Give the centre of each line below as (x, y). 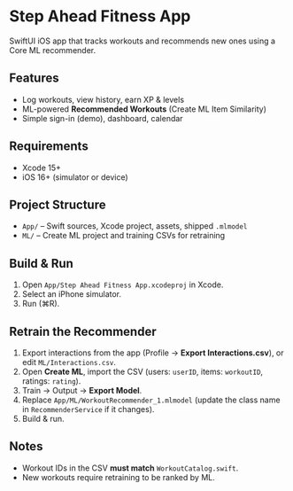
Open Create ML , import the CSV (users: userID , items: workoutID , (143, 371)
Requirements (49, 147)
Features (34, 78)
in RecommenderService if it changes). (88, 409)
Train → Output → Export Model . (82, 390)
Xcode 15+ (42, 168)
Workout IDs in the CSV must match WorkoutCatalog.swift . (130, 468)
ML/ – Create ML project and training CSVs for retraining (123, 236)
